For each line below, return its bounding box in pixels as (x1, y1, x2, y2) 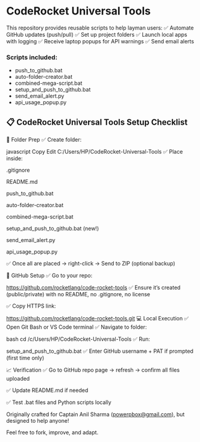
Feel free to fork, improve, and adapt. (6, 429, 99, 436)
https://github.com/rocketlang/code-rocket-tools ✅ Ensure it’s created (6, 284, 181, 291)
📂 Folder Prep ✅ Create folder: (6, 136, 82, 143)
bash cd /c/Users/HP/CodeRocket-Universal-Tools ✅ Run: (6, 335, 151, 343)
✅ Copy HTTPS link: (6, 302, 56, 310)
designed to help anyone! (6, 417, 69, 425)
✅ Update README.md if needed (6, 387, 89, 394)
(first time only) (6, 354, 45, 362)
